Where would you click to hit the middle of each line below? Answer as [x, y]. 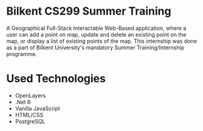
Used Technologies [56, 79]
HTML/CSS [29, 115]
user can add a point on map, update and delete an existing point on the [96, 34]
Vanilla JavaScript [38, 108]
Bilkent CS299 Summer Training [89, 11]
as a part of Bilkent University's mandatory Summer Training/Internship [95, 48]
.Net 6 [23, 102]
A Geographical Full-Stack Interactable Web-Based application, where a [96, 28]
